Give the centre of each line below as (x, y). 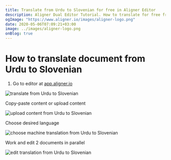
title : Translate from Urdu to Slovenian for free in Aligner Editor (81, 10)
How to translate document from (75, 59)
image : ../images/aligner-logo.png (43, 29)
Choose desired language (32, 123)
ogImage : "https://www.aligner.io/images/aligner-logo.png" (70, 19)
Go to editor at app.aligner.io (42, 83)
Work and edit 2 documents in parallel (45, 142)
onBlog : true (19, 34)
